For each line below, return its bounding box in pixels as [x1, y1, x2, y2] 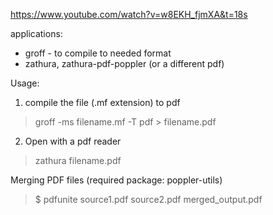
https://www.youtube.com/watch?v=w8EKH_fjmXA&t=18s [10, 9, 248, 20]
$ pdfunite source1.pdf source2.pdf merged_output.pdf [34, 194, 263, 205]
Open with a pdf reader [24, 135, 122, 147]
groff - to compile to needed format [24, 47, 172, 59]
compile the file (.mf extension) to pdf [24, 97, 181, 108]
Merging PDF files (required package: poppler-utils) [10, 174, 223, 186]
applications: [10, 28, 63, 39]
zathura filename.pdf [34, 155, 122, 166]
